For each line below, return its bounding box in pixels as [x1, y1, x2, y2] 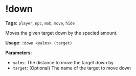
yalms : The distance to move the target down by [12, 59, 114, 65]
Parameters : [5, 49, 32, 56]
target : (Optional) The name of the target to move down [12, 65, 131, 71]
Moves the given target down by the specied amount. [5, 30, 118, 36]
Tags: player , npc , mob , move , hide [5, 20, 75, 26]
